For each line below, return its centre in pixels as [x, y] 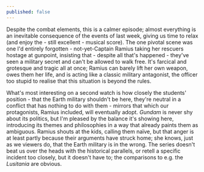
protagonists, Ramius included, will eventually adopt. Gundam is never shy [100, 112]
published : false [28, 12]
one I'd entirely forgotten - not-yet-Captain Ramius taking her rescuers [95, 49]
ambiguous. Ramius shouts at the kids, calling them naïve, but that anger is [100, 131]
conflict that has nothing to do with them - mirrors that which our [88, 105]
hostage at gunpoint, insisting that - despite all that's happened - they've [98, 55]
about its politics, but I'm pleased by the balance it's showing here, [90, 119]
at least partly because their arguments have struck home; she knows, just [100, 138]
